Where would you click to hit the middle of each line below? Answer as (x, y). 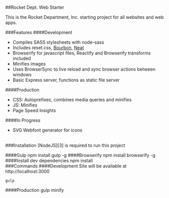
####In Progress (23, 120)
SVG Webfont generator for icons (47, 130)
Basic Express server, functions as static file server (66, 80)
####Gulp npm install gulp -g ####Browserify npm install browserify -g (80, 155)
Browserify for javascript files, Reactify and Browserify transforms (82, 53)
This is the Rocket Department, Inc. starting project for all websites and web (84, 17)
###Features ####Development (39, 32)
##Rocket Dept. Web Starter (35, 7)
